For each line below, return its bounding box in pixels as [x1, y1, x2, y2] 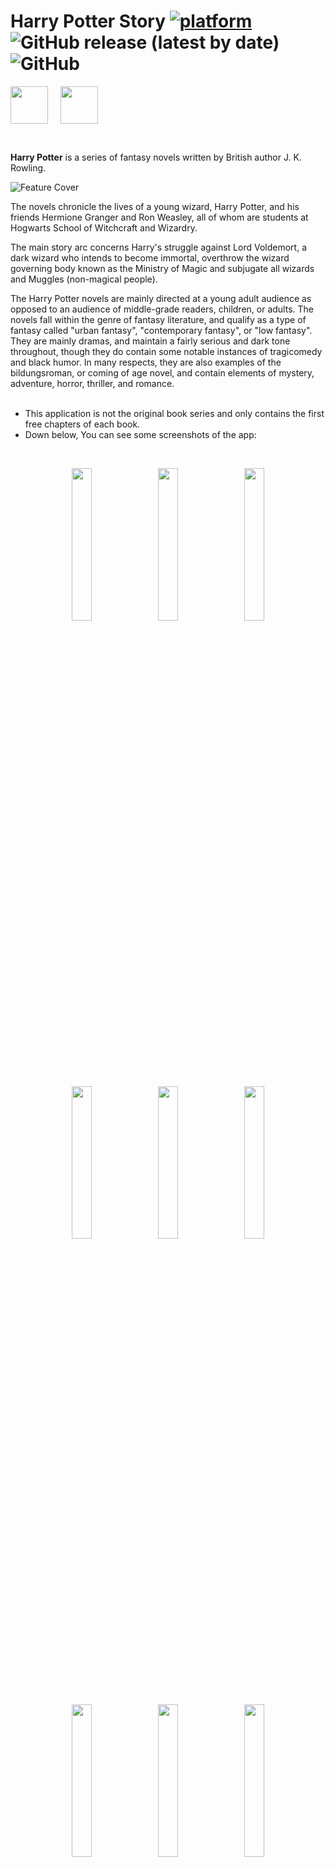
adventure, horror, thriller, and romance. [10, 377, 175, 389]
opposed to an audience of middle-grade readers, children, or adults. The [10, 303, 314, 315]
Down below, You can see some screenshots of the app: [24, 428, 257, 440]
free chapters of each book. [24, 418, 141, 430]
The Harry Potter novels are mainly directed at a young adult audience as [10, 292, 312, 304]
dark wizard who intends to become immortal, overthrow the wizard [10, 251, 290, 264]
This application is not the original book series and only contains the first [24, 407, 325, 419]
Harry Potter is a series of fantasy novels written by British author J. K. [10, 151, 302, 163]
